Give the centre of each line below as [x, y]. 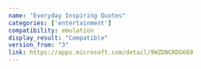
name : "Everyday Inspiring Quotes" [67, 15]
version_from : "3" [39, 45]
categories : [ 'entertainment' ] [60, 23]
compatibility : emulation [51, 30]
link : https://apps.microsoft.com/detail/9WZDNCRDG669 [101, 52]
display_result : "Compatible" [58, 38]
